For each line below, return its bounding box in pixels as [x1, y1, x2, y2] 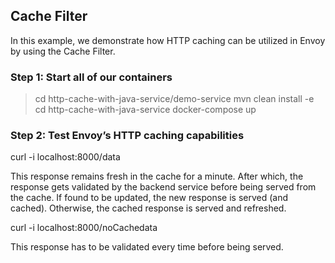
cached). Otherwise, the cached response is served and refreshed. [10, 202, 287, 214]
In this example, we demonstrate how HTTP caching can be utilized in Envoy [10, 34, 326, 46]
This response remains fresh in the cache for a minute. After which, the [10, 170, 304, 183]
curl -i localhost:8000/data [10, 151, 121, 163]
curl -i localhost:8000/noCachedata [10, 222, 158, 234]
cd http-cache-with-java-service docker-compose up [34, 104, 257, 116]
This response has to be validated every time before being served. [10, 241, 284, 253]
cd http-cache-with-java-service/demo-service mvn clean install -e [34, 93, 315, 105]
